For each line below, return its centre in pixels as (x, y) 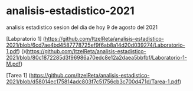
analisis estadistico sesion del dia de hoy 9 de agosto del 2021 (82, 27)
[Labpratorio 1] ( (26, 38)
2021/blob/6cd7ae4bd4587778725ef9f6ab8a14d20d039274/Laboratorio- (96, 45)
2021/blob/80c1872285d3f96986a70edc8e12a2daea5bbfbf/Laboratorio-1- (97, 57)
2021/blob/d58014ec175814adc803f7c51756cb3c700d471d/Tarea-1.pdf (93, 82)
